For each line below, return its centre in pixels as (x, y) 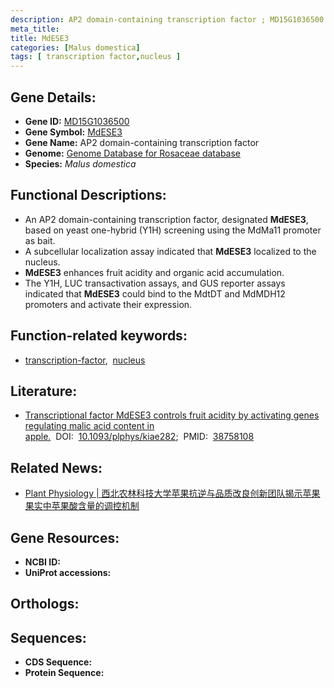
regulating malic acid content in (89, 426)
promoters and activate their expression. (108, 304)
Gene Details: (53, 97)
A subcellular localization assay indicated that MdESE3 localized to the (170, 251)
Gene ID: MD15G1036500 (77, 121)
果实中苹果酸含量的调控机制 (82, 506)
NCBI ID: (43, 562)
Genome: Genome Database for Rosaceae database (133, 153)
